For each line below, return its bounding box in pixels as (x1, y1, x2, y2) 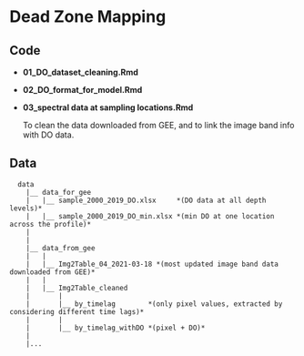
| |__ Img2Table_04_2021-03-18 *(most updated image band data (25, 259, 279, 269)
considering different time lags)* (9, 307, 145, 316)
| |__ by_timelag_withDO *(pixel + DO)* (25, 323, 206, 332)
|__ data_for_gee (25, 188, 92, 197)
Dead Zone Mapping (9, 6, 167, 27)
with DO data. (22, 129, 75, 140)
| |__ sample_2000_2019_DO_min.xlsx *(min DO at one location (25, 211, 275, 220)
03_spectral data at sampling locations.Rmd (22, 102, 194, 113)
